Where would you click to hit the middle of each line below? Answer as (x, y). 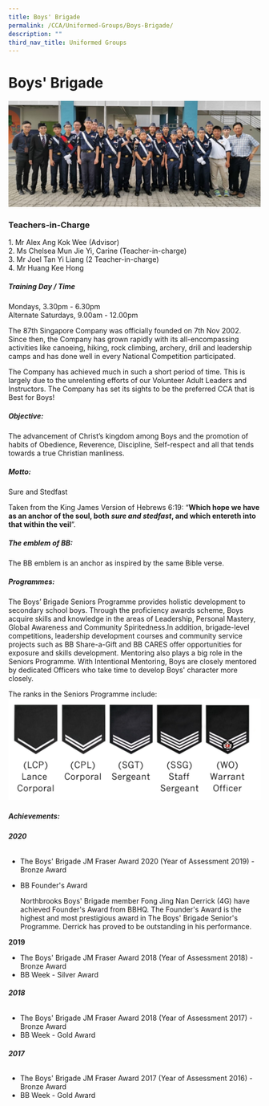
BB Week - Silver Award (59, 974)
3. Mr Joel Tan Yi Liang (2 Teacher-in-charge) (84, 259)
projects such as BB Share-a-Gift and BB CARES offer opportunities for (125, 644)
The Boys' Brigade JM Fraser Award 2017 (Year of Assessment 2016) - (137, 1078)
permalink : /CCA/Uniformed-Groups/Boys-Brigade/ (91, 25)
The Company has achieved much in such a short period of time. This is (127, 372)
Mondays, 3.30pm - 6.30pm (54, 307)
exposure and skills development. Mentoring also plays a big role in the (125, 653)
